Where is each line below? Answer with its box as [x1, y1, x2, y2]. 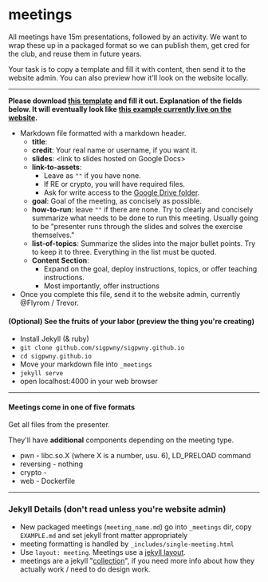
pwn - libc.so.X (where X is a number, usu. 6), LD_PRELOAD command [19, 451, 251, 461]
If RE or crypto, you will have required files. [43, 179, 186, 188]
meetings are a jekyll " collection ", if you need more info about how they [19, 556, 255, 565]
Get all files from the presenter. [8, 420, 110, 430]
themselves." [31, 230, 75, 240]
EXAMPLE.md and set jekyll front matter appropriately [19, 530, 188, 540]
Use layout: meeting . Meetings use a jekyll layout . [19, 547, 186, 556]
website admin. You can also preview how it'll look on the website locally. [8, 73, 249, 82]
